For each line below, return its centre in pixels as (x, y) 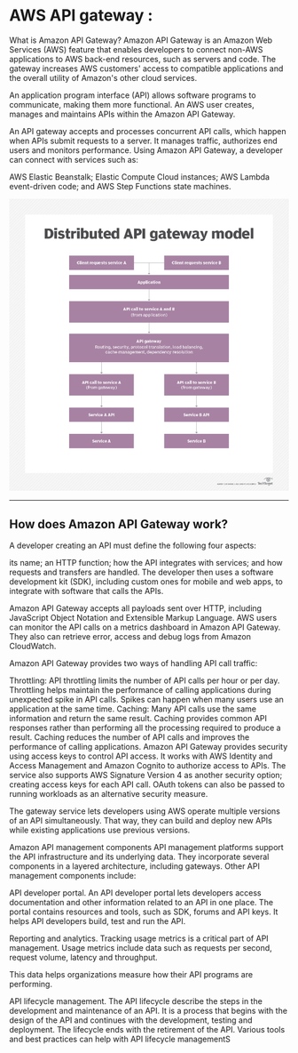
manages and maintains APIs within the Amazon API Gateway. (122, 114)
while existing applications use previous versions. (100, 830)
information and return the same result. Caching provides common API (138, 718)
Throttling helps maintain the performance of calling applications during (141, 689)
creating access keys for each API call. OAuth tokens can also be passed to (147, 784)
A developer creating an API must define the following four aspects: (133, 545)
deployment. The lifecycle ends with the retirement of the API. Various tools (147, 1029)
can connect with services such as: (74, 159)
